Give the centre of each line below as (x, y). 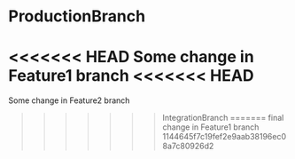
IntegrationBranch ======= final (223, 118)
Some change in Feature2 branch (69, 100)
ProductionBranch (77, 16)
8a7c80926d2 (188, 146)
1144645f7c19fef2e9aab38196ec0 (225, 137)
